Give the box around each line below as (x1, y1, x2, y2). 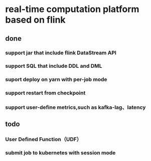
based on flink (5, 14, 66, 26)
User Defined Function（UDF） (5, 135, 82, 142)
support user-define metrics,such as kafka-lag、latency (5, 104, 146, 111)
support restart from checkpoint (5, 89, 86, 96)
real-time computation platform (5, 4, 139, 15)
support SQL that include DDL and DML (5, 63, 102, 70)
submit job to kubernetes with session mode (5, 149, 116, 156)
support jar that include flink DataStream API (5, 49, 117, 56)
